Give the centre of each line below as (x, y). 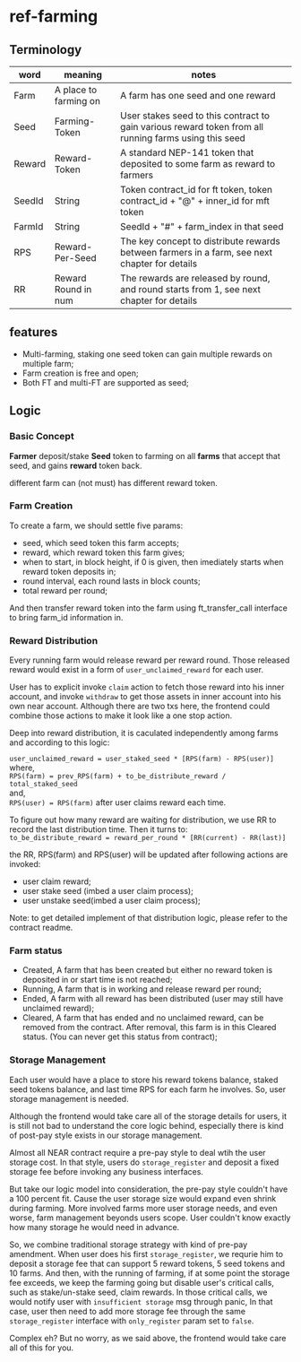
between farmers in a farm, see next (197, 252)
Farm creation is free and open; (80, 373)
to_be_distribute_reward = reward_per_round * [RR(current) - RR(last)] (148, 838)
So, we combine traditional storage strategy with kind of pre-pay (129, 1245)
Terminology (46, 50)
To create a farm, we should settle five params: (96, 525)
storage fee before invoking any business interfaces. (107, 1171)
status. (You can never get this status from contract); (120, 1037)
